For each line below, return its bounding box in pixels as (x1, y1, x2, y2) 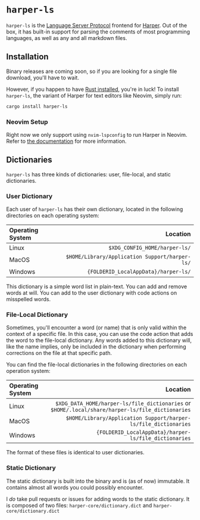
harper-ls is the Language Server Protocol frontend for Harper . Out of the (6, 22, 187, 29)
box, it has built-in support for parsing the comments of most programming (6, 28, 190, 35)
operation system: (6, 368, 51, 375)
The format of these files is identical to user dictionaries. (6, 449, 145, 456)
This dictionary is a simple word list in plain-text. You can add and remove (6, 283, 187, 290)
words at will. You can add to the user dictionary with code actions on (6, 289, 177, 296)
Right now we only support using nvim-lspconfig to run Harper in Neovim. (6, 131, 187, 138)
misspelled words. (6, 296, 51, 303)
